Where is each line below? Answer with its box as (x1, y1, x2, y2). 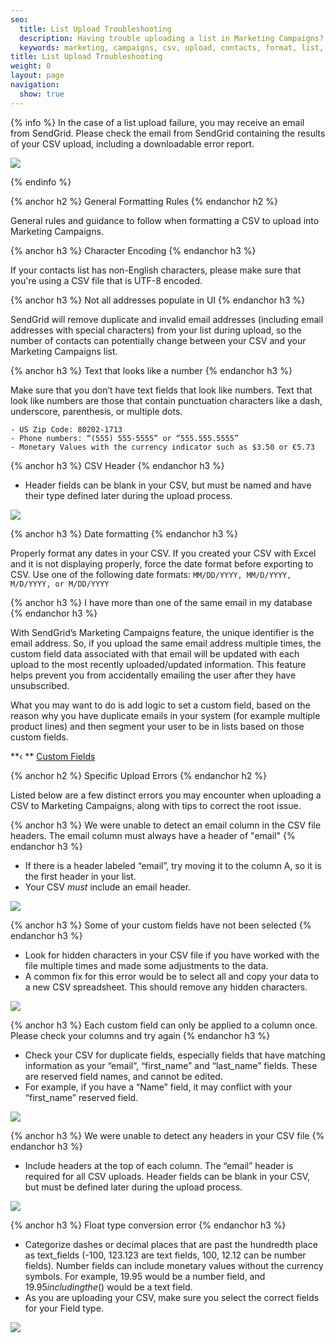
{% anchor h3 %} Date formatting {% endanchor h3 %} (10, 527, 239, 540)
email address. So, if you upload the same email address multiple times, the (10, 637, 322, 649)
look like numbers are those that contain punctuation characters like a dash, (10, 394, 323, 406)
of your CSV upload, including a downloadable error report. (10, 137, 255, 150)
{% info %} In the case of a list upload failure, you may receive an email (10, 116, 305, 128)
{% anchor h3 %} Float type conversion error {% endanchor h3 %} (10, 1219, 287, 1231)
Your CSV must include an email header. (24, 881, 192, 893)
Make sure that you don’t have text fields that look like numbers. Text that (10, 384, 313, 396)
